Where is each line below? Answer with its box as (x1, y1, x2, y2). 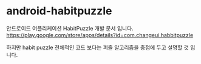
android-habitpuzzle (6, 4, 112, 18)
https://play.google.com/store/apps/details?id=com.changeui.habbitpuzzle (6, 31, 194, 38)
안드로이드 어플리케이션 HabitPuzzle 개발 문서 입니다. (6, 25, 134, 32)
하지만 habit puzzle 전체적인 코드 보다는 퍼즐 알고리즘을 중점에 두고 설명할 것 (6, 44, 189, 51)
